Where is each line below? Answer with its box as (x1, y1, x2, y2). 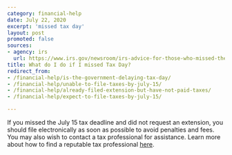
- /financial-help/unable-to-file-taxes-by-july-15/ (7, 81, 162, 87)
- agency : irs (7, 49, 48, 56)
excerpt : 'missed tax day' (7, 23, 85, 30)
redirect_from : (7, 68, 51, 74)
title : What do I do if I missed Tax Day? (7, 61, 131, 68)
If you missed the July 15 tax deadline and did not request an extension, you (7, 118, 223, 126)
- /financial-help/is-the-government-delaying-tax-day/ (7, 74, 171, 81)
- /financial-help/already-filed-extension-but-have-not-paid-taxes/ (7, 87, 212, 94)
